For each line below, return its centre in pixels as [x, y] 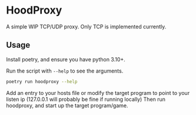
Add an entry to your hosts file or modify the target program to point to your [98, 93]
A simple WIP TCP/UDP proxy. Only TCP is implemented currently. [86, 27]
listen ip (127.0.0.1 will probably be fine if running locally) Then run [86, 99]
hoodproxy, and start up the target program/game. [67, 105]
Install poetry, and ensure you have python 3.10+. [66, 59]
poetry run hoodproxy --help [42, 81]
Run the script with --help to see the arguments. [65, 71]
